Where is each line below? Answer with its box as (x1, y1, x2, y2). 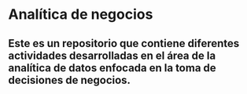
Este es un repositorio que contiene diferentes (8, 37, 240, 50)
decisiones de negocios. (8, 73, 131, 87)
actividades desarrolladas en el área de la (8, 49, 216, 62)
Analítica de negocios (8, 5, 153, 23)
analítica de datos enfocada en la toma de (8, 61, 216, 74)
